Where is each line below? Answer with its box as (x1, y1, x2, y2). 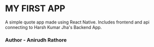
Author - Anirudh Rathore (5, 36, 67, 43)
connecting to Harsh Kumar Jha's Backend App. (5, 24, 102, 30)
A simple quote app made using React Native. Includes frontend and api (5, 19, 150, 25)
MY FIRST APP (5, 3, 66, 14)
